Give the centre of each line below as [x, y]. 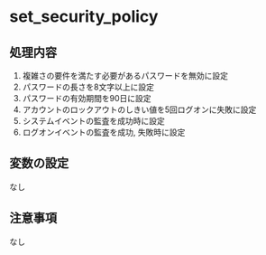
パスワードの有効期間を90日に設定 [87, 98]
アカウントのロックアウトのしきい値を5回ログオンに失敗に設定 [139, 109]
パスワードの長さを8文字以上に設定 [88, 87]
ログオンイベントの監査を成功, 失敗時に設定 [104, 132]
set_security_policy [84, 17]
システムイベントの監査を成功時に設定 [93, 121]
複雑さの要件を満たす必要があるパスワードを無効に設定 [125, 76]
